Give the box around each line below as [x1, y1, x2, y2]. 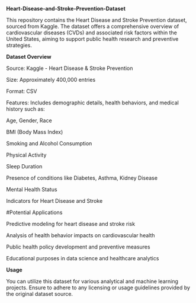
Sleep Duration [6, 163, 43, 170]
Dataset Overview [6, 53, 52, 60]
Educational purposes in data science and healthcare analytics [6, 255, 159, 261]
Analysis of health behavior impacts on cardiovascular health [6, 232, 155, 239]
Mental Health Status [6, 186, 57, 193]
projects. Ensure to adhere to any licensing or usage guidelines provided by [6, 284, 191, 291]
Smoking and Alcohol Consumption [6, 140, 92, 147]
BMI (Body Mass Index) [6, 129, 63, 135]
